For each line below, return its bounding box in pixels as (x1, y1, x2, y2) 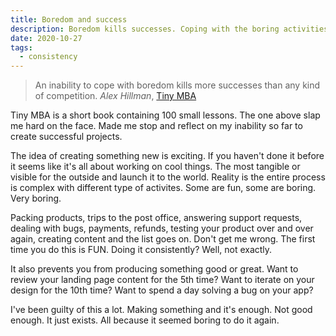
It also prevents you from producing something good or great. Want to (10, 263, 299, 275)
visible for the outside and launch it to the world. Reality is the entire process (10, 171, 326, 183)
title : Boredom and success (10, 14, 128, 25)
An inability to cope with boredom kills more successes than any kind (34, 79, 321, 91)
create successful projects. (10, 131, 123, 143)
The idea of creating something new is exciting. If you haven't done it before (10, 150, 325, 162)
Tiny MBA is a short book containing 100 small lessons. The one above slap (10, 109, 321, 121)
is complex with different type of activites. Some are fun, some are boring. (10, 182, 317, 194)
